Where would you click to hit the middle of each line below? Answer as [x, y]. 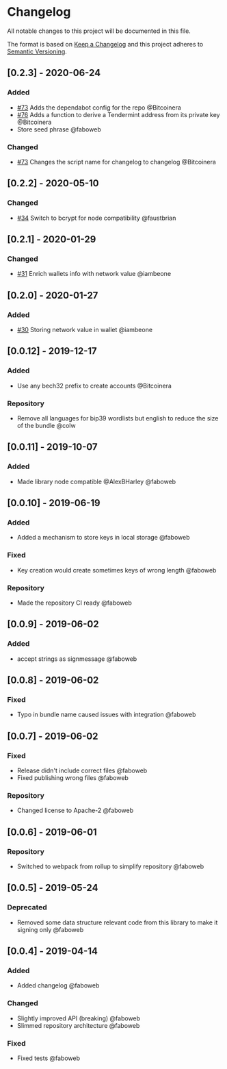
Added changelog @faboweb [58, 985]
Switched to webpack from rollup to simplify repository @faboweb [110, 866]
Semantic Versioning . [37, 51]
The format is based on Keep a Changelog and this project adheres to [105, 44]
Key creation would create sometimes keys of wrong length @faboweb [117, 570]
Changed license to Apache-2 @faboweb [75, 810]
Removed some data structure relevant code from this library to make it [117, 922]
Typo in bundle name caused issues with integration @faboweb [106, 715]
